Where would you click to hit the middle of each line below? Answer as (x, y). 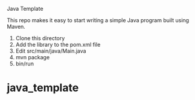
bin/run (24, 63)
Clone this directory (40, 38)
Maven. (16, 27)
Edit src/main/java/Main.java (51, 51)
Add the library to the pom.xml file (58, 45)
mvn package (33, 57)
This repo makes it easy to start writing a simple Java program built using (98, 20)
